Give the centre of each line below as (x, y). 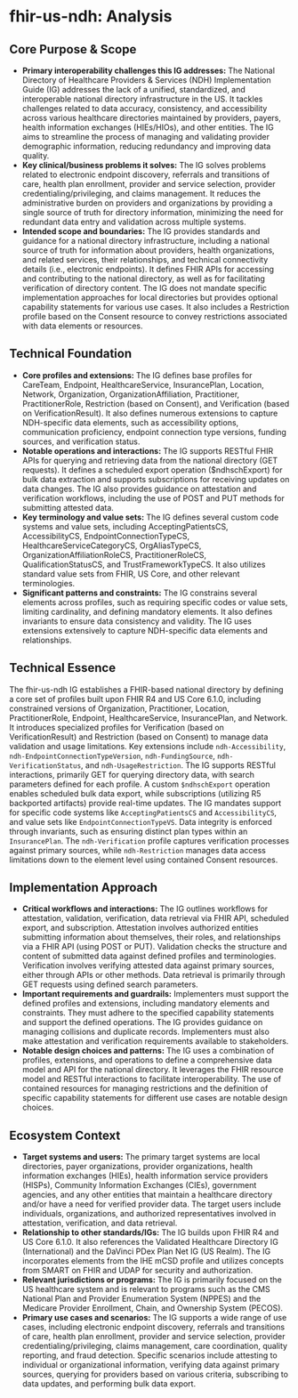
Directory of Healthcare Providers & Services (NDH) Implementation (146, 80)
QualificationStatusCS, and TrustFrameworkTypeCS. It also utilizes (144, 564)
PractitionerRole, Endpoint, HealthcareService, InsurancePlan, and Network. (149, 717)
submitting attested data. (68, 507)
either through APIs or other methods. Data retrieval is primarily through (154, 975)
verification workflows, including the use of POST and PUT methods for (153, 498)
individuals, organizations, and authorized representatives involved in (149, 1214)
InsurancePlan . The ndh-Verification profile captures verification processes (149, 840)
